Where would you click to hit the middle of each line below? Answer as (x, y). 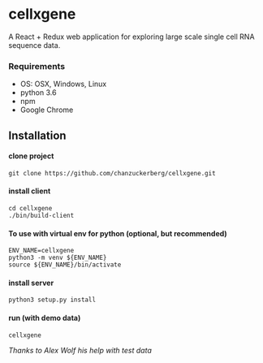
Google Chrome (47, 110)
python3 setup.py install (52, 300)
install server (31, 283)
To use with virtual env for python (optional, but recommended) (118, 233)
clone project (31, 156)
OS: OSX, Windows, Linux (63, 84)
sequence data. (34, 45)
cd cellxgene (30, 209)
